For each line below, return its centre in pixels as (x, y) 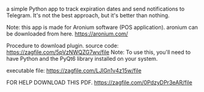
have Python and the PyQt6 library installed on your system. (82, 59)
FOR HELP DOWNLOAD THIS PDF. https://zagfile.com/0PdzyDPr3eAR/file (100, 82)
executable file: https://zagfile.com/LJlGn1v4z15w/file (74, 71)
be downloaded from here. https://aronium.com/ (67, 34)
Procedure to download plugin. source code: (62, 46)
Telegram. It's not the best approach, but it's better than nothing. (88, 15)
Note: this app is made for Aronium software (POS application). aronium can (102, 27)
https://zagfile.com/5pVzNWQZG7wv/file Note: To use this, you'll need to (99, 52)
